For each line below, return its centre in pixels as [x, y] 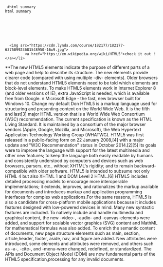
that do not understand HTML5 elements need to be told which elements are [81, 83]
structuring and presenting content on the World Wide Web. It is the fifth [77, 109]
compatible [16, 171]
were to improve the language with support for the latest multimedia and [77, 150]
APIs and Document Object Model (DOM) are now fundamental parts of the [80, 254]
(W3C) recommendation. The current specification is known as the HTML [79, 119]
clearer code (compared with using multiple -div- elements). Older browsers [81, 78]
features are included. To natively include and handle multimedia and [74, 213]
